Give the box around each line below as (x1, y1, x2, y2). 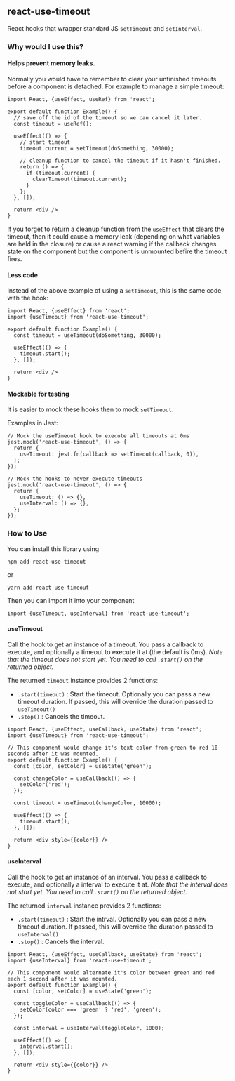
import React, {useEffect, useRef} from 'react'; (7, 95, 156, 102)
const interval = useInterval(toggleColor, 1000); (13, 1025, 165, 1032)
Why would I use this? (7, 41, 84, 51)
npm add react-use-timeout (7, 558, 86, 565)
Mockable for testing (7, 390, 69, 398)
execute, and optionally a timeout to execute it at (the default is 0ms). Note (7, 647, 223, 656)
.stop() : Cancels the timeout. (17, 712, 105, 720)
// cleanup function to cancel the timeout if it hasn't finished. (20, 157, 221, 164)
